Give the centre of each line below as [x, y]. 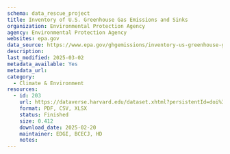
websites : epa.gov [33, 39]
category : [21, 77]
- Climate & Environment [49, 83]
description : [26, 52]
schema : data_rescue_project [49, 13]
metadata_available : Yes [42, 64]
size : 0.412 [36, 121]
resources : [23, 89]
